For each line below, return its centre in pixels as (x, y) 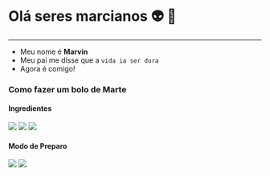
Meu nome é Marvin (54, 51)
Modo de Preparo (38, 145)
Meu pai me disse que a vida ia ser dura (89, 60)
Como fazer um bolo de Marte (67, 89)
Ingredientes (30, 108)
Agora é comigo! (47, 68)
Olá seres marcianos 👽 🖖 (92, 16)
